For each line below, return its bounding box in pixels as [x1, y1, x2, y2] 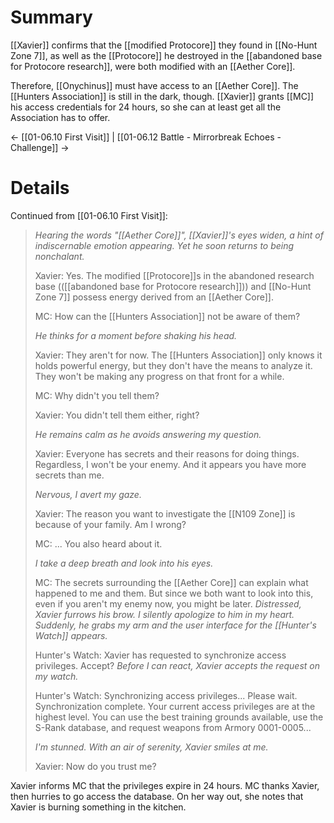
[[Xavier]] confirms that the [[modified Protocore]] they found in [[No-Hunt [10, 39, 318, 51]
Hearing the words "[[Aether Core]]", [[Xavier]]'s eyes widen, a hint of [34, 229, 324, 241]
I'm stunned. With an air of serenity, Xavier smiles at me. [34, 741, 269, 753]
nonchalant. [34, 250, 85, 262]
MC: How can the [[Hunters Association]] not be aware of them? [34, 310, 301, 322]
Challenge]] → [10, 141, 70, 153]
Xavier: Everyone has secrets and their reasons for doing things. [34, 447, 300, 460]
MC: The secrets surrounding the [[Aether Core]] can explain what [34, 576, 309, 588]
